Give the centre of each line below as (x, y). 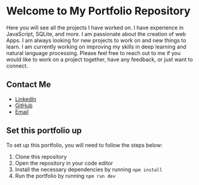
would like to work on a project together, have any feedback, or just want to (100, 59)
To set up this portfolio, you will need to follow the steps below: (84, 145)
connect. (17, 66)
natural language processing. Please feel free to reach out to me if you (93, 53)
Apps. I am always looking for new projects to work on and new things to (96, 40)
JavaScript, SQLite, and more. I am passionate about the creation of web (96, 34)
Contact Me (29, 85)
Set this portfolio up (44, 131)
